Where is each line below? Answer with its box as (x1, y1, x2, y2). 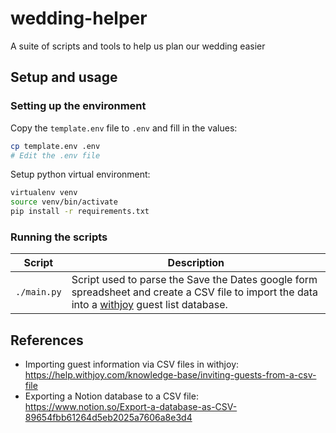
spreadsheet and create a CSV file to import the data (71, 285, 318, 299)
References (10, 332, 84, 349)
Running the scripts (10, 230, 108, 244)
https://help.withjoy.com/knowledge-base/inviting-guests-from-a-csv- (24, 369, 317, 381)
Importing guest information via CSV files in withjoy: (24, 358, 240, 371)
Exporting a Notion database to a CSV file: (24, 390, 199, 402)
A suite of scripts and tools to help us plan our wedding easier (10, 40, 266, 52)
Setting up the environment (10, 99, 147, 113)
